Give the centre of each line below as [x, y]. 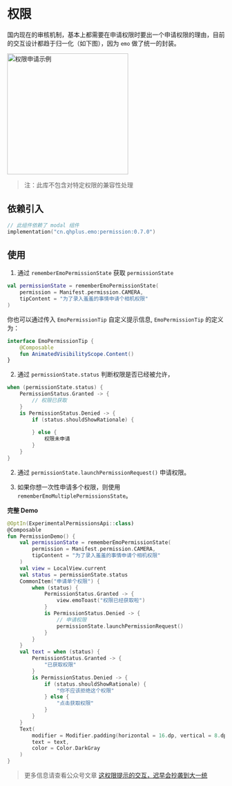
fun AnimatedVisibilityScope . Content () [77, 354]
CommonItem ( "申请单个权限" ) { [60, 581]
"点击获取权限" [75, 703]
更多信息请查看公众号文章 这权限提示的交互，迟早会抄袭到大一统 [116, 776]
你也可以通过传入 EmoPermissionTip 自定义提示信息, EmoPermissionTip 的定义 [115, 319]
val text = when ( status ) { [60, 652]
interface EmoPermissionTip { [51, 341]
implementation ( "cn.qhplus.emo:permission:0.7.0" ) [81, 232]
